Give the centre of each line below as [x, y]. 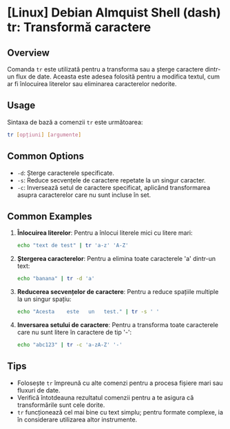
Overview [29, 53]
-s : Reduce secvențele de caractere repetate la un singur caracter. [111, 180]
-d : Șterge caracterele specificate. [66, 173]
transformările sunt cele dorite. [61, 405]
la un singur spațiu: [44, 299]
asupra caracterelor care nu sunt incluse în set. [84, 195]
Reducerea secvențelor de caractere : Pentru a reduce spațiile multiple [118, 292]
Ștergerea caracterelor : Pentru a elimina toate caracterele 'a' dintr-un [116, 259]
